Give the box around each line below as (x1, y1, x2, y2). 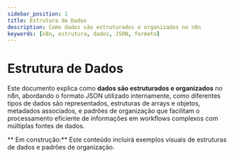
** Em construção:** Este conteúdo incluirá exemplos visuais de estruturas (7, 135, 227, 144)
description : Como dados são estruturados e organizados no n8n (7, 23, 201, 30)
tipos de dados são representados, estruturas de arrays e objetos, (7, 99, 201, 108)
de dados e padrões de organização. (7, 143, 115, 152)
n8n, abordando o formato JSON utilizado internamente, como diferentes (7, 91, 221, 100)
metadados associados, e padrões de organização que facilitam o (7, 107, 200, 115)
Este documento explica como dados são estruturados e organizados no (7, 84, 223, 93)
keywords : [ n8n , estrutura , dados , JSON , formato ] (7, 30, 160, 38)
